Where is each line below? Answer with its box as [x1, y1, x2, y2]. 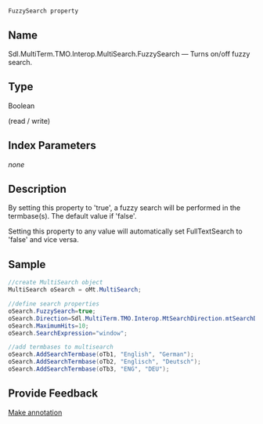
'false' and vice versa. [8, 235, 80, 245]
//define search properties [8, 300, 100, 308]
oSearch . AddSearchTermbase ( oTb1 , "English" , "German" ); [8, 350, 194, 359]
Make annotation [8, 408, 63, 417]
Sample [8, 258, 46, 271]
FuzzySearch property [8, 7, 79, 15]
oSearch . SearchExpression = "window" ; [8, 329, 128, 337]
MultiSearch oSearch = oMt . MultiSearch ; [8, 286, 142, 294]
